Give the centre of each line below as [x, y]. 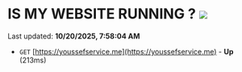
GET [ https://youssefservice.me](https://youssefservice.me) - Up [126, 51]
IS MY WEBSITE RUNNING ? [102, 14]
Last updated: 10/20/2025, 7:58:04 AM [74, 36]
